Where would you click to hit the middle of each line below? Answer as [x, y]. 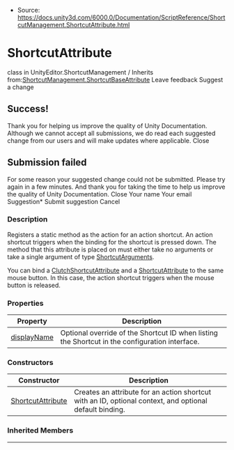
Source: [29, 10]
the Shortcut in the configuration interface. [130, 342]
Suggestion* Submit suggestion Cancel [64, 201]
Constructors [30, 363]
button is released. [34, 285]
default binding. [100, 410]
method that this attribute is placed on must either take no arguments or [110, 249]
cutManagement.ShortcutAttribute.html [73, 25]
